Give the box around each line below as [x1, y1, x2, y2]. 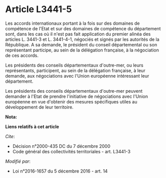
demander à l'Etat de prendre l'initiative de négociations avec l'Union [5, 93, 148, 99]
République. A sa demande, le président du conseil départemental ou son [5, 41, 157, 47]
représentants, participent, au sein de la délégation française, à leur [5, 67, 146, 74]
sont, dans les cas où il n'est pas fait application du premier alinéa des [5, 31, 151, 37]
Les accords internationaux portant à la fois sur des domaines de [5, 20, 140, 26]
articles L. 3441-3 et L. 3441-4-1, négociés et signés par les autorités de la [5, 36, 159, 42]
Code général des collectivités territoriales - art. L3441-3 [12, 148, 131, 154]
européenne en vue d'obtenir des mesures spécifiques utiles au [5, 98, 137, 104]
